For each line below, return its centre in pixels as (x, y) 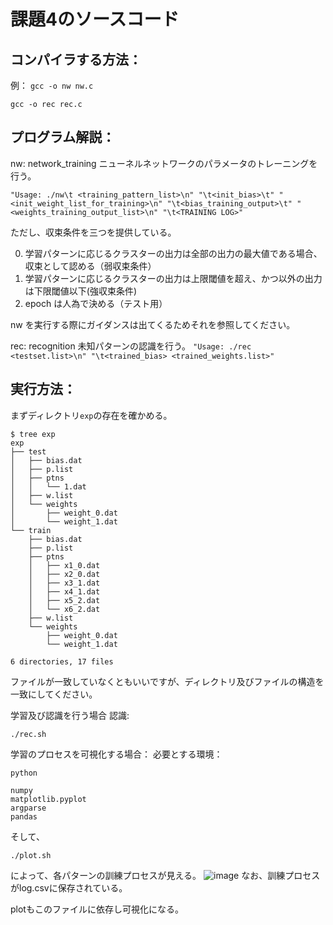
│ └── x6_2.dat (64, 609)
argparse (28, 808)
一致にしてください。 (54, 694)
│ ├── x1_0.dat (64, 565)
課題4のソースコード (95, 19)
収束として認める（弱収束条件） (90, 266)
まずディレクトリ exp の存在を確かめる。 (91, 415)
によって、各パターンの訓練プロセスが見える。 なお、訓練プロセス (165, 875)
